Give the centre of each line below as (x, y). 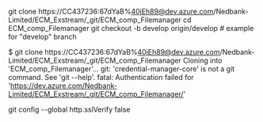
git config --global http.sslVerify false (69, 109)
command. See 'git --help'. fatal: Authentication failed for (101, 77)
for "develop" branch (42, 36)
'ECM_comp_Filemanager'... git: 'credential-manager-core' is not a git (122, 69)
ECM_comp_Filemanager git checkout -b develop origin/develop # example (131, 28)
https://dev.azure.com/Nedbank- (64, 86)
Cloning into (203, 60)
